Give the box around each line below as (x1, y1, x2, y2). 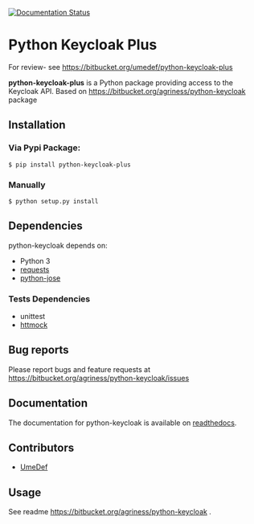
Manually (8, 179, 46, 190)
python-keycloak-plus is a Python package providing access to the (8, 77, 233, 88)
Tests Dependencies (8, 293, 91, 305)
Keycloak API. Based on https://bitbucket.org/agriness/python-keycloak (8, 86, 247, 96)
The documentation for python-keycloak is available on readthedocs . (8, 418, 237, 428)
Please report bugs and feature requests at (8, 364, 151, 374)
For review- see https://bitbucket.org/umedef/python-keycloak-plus (8, 62, 233, 72)
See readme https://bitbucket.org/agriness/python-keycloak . (8, 507, 211, 517)
